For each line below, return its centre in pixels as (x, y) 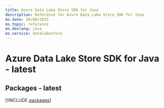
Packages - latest (34, 88)
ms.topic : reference (27, 24)
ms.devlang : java (24, 29)
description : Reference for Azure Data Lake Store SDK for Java (75, 15)
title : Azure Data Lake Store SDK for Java (52, 10)
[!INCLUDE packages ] (28, 100)
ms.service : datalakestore (34, 33)
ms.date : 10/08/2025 (27, 19)
